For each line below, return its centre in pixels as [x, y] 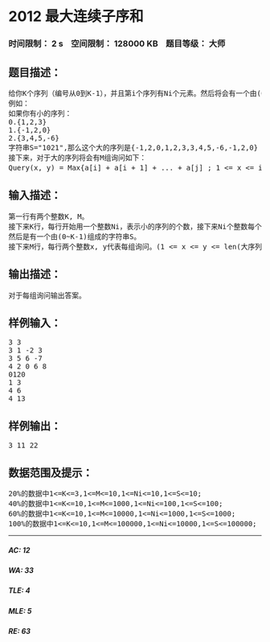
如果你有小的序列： [40, 113]
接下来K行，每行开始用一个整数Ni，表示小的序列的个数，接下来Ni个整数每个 [135, 226]
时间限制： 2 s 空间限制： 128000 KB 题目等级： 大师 [117, 43]
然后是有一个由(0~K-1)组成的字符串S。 [75, 237]
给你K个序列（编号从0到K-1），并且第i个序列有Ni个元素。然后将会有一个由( [135, 93]
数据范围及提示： [51, 473]
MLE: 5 [20, 611]
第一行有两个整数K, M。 [49, 216]
